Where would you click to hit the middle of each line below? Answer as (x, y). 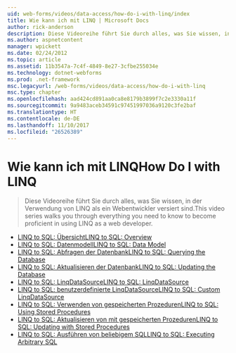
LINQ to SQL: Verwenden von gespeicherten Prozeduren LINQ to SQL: (118, 304)
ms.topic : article (34, 60)
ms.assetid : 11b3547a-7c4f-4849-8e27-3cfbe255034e (83, 66)
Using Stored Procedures (54, 312)
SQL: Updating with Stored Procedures (73, 327)
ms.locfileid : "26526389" (45, 132)
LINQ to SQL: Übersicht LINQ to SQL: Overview (85, 237)
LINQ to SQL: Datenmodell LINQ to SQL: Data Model (92, 244)
